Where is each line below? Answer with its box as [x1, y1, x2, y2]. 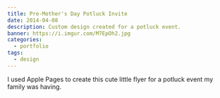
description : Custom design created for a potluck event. [7, 23, 181, 30]
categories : [7, 36, 42, 43]
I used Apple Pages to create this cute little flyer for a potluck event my [7, 75, 214, 83]
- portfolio [13, 43, 49, 50]
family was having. [7, 82, 62, 91]
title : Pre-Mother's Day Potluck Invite [7, 10, 128, 17]
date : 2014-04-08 [7, 17, 59, 24]
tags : [7, 50, 23, 57]
